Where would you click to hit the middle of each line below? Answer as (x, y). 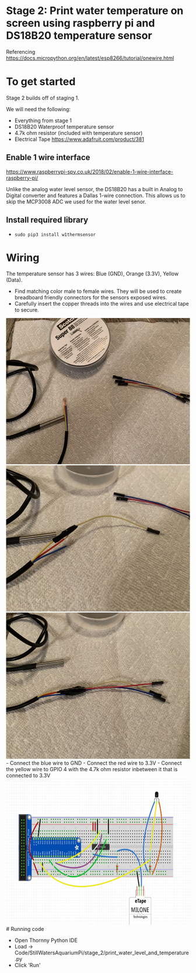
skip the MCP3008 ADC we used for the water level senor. (76, 201)
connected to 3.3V (28, 775)
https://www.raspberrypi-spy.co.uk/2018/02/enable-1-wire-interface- (90, 171)
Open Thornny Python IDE (46, 940)
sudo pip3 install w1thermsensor (55, 234)
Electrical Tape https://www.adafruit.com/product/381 (79, 139)
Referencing (21, 51)
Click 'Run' (27, 965)
